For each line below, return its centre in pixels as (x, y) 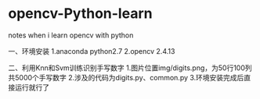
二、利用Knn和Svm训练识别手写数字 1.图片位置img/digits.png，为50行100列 (130, 68)
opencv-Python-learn (80, 14)
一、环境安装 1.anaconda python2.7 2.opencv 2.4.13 (92, 51)
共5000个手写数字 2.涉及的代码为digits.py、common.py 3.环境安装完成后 (126, 77)
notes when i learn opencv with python (71, 35)
